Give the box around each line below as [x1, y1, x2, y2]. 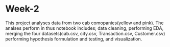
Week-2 [5, 3, 39, 15]
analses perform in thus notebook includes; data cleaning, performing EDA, [5, 25, 164, 31]
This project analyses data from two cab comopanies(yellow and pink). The [5, 20, 164, 26]
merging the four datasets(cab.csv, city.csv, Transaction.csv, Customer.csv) [5, 30, 165, 36]
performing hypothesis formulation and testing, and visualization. [5, 36, 142, 42]
